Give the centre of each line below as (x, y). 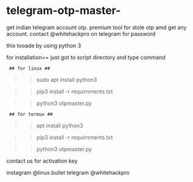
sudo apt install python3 (67, 79)
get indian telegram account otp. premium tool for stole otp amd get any (96, 27)
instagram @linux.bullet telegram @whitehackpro (68, 172)
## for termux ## (31, 114)
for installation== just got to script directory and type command (86, 57)
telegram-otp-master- (64, 11)
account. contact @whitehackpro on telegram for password (81, 33)
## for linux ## (30, 68)
